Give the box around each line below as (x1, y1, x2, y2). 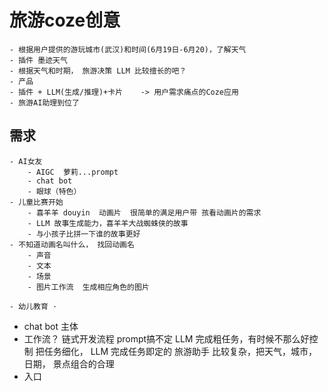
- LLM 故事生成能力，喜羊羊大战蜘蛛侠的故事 (27, 218, 189, 228)
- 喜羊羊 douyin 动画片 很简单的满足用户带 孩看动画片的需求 (27, 207, 262, 218)
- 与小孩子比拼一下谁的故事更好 (27, 229, 141, 239)
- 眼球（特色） (27, 186, 82, 196)
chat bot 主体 (23, 320, 79, 332)
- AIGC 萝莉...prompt (27, 167, 119, 177)
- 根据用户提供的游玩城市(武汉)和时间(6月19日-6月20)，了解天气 (9, 44, 247, 55)
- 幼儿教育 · (9, 301, 58, 311)
